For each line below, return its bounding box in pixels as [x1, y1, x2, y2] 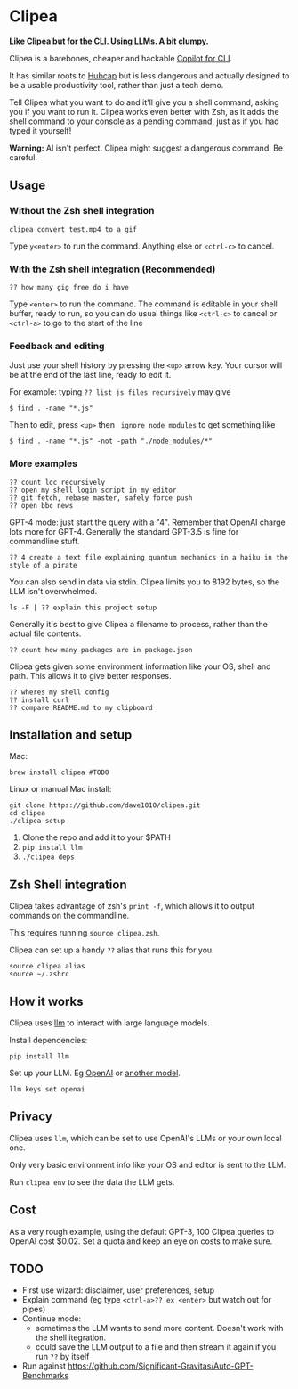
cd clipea [9, 809, 46, 818]
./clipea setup [9, 817, 66, 826]
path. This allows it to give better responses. [9, 670, 172, 681]
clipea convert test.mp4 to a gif [9, 225, 138, 233]
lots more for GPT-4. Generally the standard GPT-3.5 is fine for [9, 526, 239, 536]
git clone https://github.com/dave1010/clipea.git [9, 801, 201, 810]
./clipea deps [21, 853, 75, 862]
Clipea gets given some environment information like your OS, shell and [9, 661, 271, 672]
